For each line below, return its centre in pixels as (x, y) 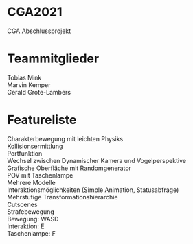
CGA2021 (35, 12)
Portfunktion (25, 153)
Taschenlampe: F (32, 233)
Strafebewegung (31, 211)
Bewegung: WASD (33, 219)
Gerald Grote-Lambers (39, 92)
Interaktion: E (26, 226)
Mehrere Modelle (32, 182)
